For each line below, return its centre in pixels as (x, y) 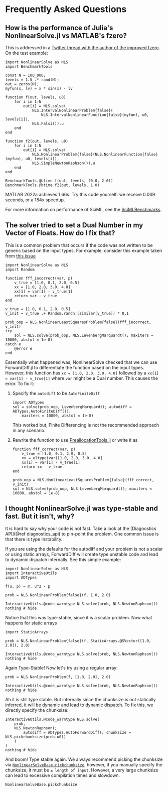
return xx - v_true (42, 467)
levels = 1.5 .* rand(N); (32, 80)
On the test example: (27, 53)
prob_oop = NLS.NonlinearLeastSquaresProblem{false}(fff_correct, (83, 480)
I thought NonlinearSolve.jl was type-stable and (81, 509)
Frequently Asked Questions (66, 9)
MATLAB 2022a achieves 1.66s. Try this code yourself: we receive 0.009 (80, 194)
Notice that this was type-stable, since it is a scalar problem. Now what (79, 617)
